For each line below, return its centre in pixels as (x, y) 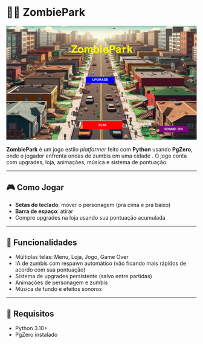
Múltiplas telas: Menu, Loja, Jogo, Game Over (72, 257)
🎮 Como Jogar (35, 187)
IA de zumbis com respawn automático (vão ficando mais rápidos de (101, 263)
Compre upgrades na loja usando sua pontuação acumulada (90, 218)
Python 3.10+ (31, 328)
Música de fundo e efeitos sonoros (58, 289)
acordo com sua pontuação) (50, 270)
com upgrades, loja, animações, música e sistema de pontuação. (87, 162)
